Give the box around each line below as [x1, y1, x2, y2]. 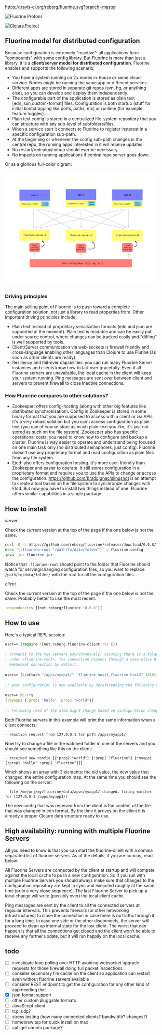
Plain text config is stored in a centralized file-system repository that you [12, 116, 157, 122]
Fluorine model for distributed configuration [5, 37, 140, 45]
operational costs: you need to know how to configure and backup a [12, 434, 148, 440]
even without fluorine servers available [12, 976, 89, 982]
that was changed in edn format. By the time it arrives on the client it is [5, 808, 146, 814]
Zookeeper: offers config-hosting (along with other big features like [12, 403, 146, 409]
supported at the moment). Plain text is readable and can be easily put [12, 329, 152, 335]
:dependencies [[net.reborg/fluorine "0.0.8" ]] [5, 605, 103, 610]
